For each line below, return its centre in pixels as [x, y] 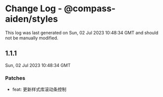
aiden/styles [31, 19]
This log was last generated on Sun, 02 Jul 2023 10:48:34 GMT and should [82, 32]
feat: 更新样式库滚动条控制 [39, 90]
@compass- [90, 9]
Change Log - [34, 9]
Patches [15, 78]
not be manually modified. [32, 38]
